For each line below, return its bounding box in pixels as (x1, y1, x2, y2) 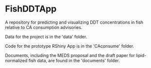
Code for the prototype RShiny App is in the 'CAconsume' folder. (5, 43, 134, 49)
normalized (5, 57, 28, 63)
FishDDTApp (5, 3, 57, 14)
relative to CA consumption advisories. (5, 24, 83, 30)
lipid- (135, 52, 147, 58)
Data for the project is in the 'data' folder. (5, 34, 87, 40)
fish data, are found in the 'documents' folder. (28, 57, 120, 63)
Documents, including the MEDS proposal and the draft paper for (5, 52, 135, 58)
